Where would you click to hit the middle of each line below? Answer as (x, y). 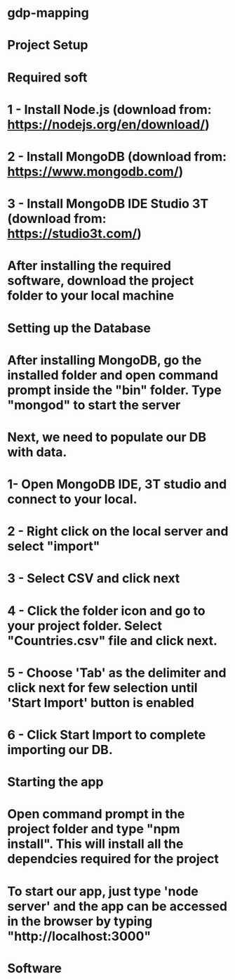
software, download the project (101, 281)
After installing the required (89, 266)
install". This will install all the (95, 844)
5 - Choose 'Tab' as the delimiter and (117, 673)
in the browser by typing (80, 921)
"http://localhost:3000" (79, 936)
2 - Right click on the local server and (118, 532)
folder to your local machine (90, 296)
